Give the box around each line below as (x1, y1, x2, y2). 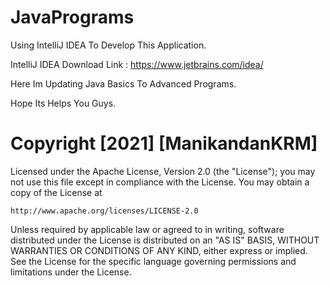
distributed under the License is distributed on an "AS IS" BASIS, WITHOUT (10, 234, 320, 246)
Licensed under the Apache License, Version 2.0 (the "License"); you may (10, 165, 316, 177)
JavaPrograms (10, 6, 135, 29)
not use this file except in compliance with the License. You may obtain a (10, 176, 310, 188)
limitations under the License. (10, 266, 132, 278)
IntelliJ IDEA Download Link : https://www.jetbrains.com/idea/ (10, 58, 264, 70)
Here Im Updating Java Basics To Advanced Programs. (10, 77, 237, 90)
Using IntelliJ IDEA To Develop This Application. (10, 39, 207, 51)
